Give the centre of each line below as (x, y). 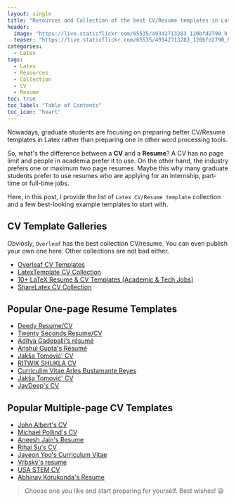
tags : (15, 60)
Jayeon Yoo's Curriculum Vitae (62, 455)
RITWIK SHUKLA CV (47, 363)
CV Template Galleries (57, 226)
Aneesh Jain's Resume (51, 440)
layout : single (29, 14)
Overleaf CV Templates (51, 264)
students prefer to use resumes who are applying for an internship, (104, 175)
